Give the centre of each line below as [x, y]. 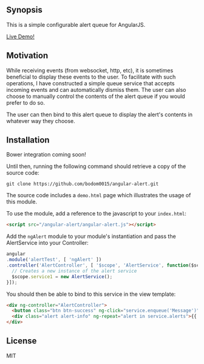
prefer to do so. [26, 102]
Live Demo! [20, 37]
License [22, 341]
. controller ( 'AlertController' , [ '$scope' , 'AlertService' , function [97, 265]
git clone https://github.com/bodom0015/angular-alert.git [83, 184]
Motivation [27, 56]
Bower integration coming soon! [46, 155]
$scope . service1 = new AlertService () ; [62, 276]
